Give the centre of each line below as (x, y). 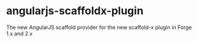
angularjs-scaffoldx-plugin (75, 11)
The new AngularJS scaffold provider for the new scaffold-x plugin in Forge (99, 27)
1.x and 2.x (19, 33)
